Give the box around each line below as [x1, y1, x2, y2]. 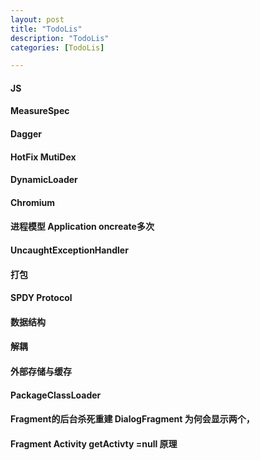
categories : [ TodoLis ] [10, 42, 105, 53]
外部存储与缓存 [10, 365, 72, 377]
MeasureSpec [10, 105, 70, 117]
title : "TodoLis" [10, 24, 83, 34]
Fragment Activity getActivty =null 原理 [10, 437, 178, 450]
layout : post [10, 14, 65, 25]
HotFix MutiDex [10, 151, 77, 163]
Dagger [10, 128, 42, 140]
